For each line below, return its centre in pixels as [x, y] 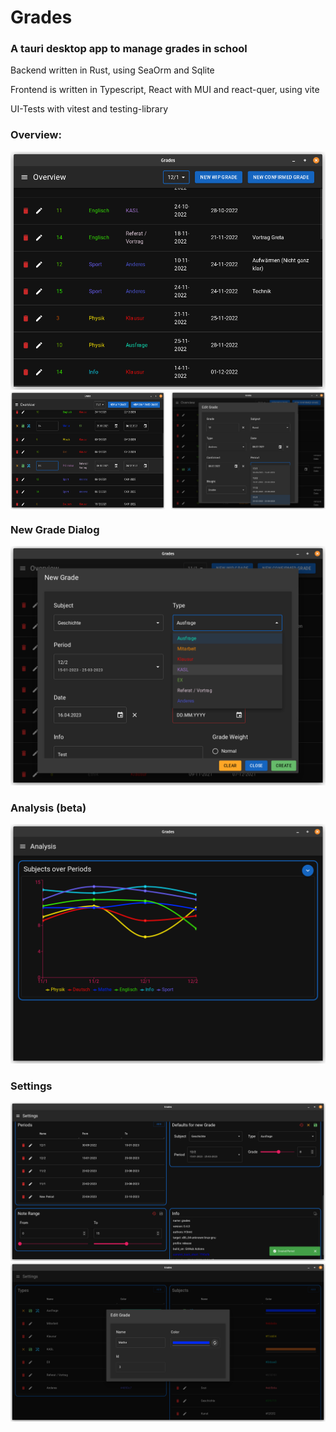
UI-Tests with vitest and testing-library [89, 109]
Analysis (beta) [48, 808]
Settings [31, 1086]
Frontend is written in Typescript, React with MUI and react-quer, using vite [165, 90]
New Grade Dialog [55, 529]
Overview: [36, 135]
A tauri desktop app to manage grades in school [129, 49]
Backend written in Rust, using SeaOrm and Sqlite [112, 70]
